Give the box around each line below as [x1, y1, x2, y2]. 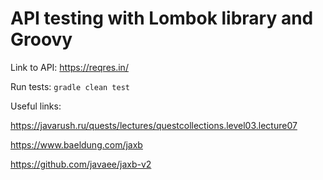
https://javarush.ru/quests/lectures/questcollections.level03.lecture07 [10, 119, 298, 131]
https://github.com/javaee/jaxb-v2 [10, 158, 152, 170]
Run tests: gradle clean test [10, 80, 130, 92]
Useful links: [10, 100, 62, 112]
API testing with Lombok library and [10, 7, 314, 30]
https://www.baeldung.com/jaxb [10, 138, 143, 151]
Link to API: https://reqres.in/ [10, 61, 129, 73]
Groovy [10, 28, 73, 51]
